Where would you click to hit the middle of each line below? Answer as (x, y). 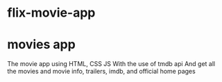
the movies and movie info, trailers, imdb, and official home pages (101, 72)
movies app (42, 45)
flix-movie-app (51, 13)
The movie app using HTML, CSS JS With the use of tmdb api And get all (111, 64)
